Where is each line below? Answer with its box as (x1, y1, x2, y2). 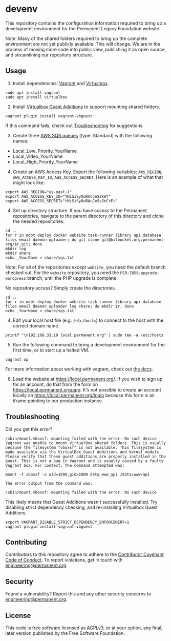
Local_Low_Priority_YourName (12, 148, 77, 154)
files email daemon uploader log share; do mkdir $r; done (5, 303, 134, 309)
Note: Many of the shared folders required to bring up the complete (5, 35, 147, 42)
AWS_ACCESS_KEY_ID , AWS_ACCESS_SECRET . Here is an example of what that (12, 174, 163, 180)
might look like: (12, 179, 45, 185)
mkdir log (5, 246, 27, 251)
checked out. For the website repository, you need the (5, 270, 119, 276)
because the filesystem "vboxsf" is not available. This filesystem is (5, 445, 161, 450)
